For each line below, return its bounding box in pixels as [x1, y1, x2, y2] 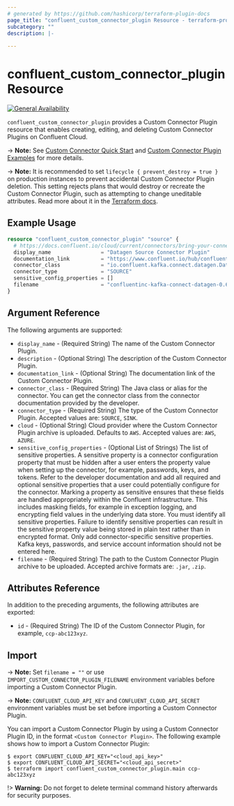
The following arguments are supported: [7, 326, 123, 334]
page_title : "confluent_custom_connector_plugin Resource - [7, 17, 186, 24]
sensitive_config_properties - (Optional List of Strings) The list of [17, 443, 209, 452]
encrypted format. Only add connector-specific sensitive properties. [17, 532, 214, 540]
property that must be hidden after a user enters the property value [17, 458, 211, 466]
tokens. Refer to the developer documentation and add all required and [17, 473, 221, 481]
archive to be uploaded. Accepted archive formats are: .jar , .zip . [17, 562, 207, 570]
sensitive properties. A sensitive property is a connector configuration [17, 450, 219, 459]
